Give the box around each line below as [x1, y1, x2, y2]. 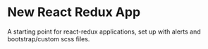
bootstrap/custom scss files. [7, 34, 90, 43]
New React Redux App [7, 4, 141, 20]
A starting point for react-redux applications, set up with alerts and [7, 27, 201, 36]
